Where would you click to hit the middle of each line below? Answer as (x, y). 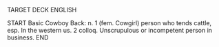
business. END (28, 37)
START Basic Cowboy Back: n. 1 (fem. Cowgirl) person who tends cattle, (109, 23)
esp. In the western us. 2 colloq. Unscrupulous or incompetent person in (109, 30)
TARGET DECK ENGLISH (42, 10)
